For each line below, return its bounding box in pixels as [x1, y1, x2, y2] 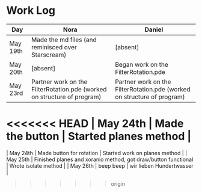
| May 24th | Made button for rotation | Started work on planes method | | [6, 149, 188, 156]
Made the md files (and [31, 35, 97, 44]
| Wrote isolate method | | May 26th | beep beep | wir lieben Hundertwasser [6, 162, 194, 169]
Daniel [144, 25, 164, 34]
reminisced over [31, 43, 77, 51]
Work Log [6, 4, 56, 17]
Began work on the [115, 60, 168, 69]
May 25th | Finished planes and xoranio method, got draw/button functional [6, 156, 194, 163]
